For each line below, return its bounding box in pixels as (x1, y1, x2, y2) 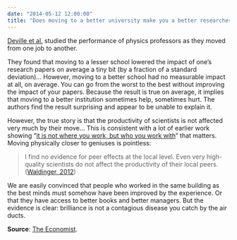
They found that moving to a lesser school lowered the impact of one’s (7, 57, 212, 66)
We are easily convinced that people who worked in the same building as (7, 181, 220, 189)
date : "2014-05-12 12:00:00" (7, 10, 93, 18)
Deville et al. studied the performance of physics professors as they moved (7, 36, 226, 44)
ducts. (7, 211, 26, 220)
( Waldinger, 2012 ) (24, 167, 76, 176)
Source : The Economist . (7, 224, 78, 233)
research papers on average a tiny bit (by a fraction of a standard (7, 65, 197, 73)
